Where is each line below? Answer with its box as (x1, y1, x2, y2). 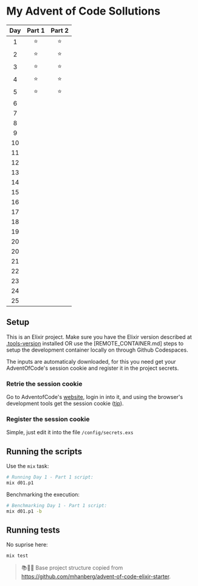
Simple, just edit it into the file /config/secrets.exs (6, 429, 134, 436)
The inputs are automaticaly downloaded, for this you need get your (6, 358, 176, 365)
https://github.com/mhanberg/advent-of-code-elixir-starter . (21, 573, 171, 581)
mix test (6, 553, 29, 559)
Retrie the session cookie (6, 380, 83, 388)
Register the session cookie (6, 415, 90, 423)
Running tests (6, 525, 61, 536)
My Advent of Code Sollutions (6, 4, 161, 18)
